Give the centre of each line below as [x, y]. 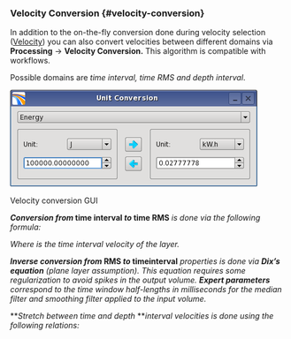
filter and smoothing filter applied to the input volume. [108, 299]
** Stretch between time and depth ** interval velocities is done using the [142, 316]
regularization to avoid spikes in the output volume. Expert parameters [140, 280]
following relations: [45, 326]
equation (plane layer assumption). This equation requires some [128, 271]
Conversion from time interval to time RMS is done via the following [135, 218]
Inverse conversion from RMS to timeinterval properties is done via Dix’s [145, 261]
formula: [26, 227]
